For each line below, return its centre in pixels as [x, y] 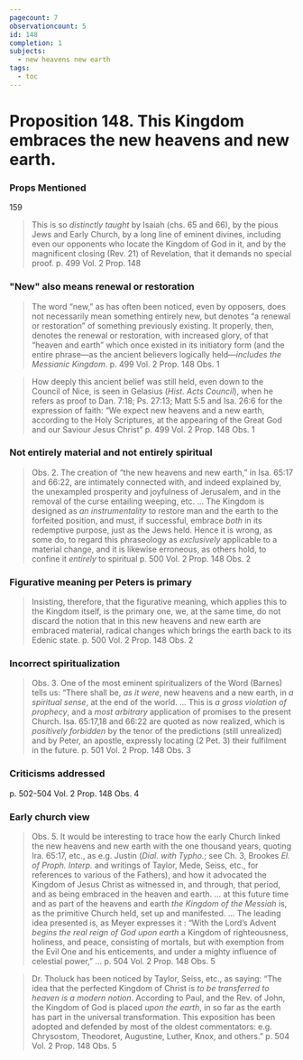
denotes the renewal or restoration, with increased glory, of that [150, 335]
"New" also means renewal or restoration [102, 287]
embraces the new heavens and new [150, 140]
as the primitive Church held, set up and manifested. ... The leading [156, 914]
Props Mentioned [48, 188]
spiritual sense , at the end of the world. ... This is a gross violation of [159, 702]
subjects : [28, 51]
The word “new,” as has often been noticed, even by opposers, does [159, 306]
